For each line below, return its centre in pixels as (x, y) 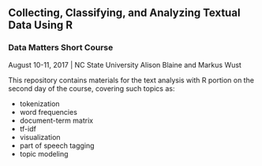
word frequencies (48, 112)
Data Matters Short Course (61, 48)
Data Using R (41, 26)
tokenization (40, 103)
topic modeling (44, 153)
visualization (40, 137)
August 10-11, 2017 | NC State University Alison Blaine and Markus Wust (125, 65)
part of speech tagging (57, 146)
